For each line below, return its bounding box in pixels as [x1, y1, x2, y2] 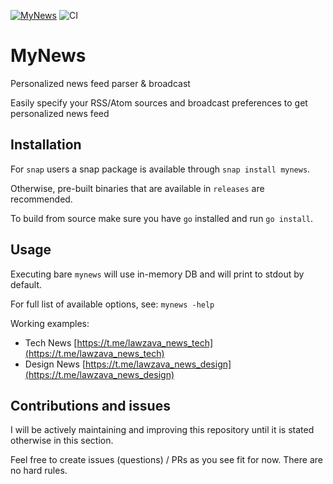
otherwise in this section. [10, 435, 114, 447]
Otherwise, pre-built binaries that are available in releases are [10, 182, 265, 194]
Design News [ [24, 358, 86, 370]
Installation [10, 136, 82, 154]
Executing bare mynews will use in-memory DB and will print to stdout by [10, 268, 305, 280]
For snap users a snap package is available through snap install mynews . [10, 163, 311, 175]
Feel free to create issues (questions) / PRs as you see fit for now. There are [10, 454, 323, 466]
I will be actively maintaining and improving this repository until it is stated [10, 424, 315, 436]
